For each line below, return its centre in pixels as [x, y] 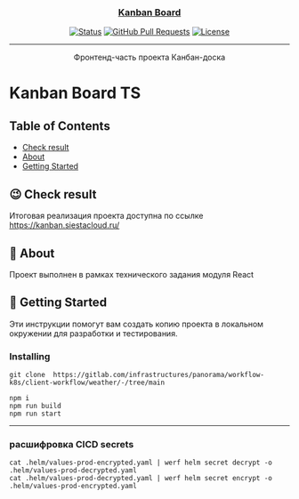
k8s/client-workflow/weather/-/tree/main [87, 383]
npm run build [36, 406]
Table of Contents [60, 126]
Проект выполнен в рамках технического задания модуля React [132, 274]
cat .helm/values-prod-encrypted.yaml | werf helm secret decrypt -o [141, 463]
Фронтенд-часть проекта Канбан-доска [149, 57]
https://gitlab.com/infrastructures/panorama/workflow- [159, 375]
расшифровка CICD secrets [72, 444]
